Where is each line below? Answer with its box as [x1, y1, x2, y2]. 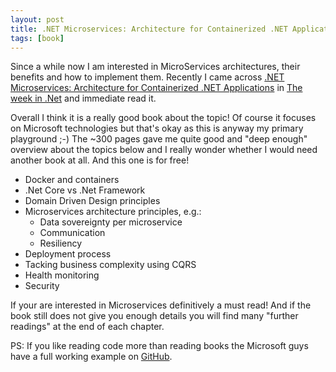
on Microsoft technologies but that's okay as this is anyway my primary [10, 122, 304, 135]
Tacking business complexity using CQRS [24, 259, 197, 271]
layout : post [10, 14, 65, 25]
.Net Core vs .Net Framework [24, 184, 146, 196]
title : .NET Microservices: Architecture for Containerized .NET [10, 24, 288, 34]
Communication [39, 227, 106, 239]
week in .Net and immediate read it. [10, 92, 157, 105]
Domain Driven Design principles [24, 195, 161, 207]
